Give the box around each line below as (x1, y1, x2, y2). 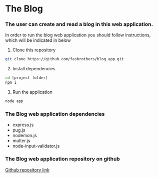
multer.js (12, 138, 30, 144)
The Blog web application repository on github (5, 156, 120, 163)
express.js (12, 122, 34, 128)
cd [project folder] (5, 75, 48, 80)
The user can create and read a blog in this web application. (5, 21, 153, 28)
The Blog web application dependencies (5, 110, 105, 117)
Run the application (12, 89, 52, 95)
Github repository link (5, 167, 50, 173)
